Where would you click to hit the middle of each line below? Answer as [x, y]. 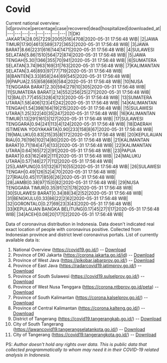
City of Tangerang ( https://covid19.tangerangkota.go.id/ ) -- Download [84, 334]
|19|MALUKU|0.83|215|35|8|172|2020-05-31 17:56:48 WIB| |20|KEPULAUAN [84, 134]
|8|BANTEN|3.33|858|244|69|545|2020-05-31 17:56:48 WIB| [68, 76]
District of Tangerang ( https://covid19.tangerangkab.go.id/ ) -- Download [87, 318]
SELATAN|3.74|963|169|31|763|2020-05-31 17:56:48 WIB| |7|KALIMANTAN [83, 65]
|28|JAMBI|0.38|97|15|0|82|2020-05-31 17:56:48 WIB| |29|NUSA [72, 182]
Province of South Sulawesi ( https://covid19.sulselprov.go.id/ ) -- [79, 276]
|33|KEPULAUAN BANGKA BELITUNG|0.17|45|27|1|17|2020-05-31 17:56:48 [83, 209]
